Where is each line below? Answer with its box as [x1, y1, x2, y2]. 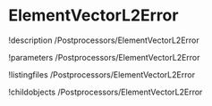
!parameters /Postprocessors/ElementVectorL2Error [8, 52, 200, 62]
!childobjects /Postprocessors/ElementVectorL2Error [8, 86, 203, 97]
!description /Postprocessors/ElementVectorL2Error [8, 35, 200, 45]
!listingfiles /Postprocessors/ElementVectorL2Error [8, 69, 196, 80]
